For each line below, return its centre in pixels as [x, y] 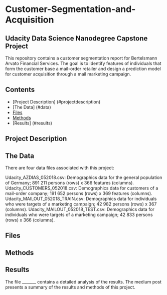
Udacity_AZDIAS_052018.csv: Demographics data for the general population [84, 177]
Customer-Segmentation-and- [70, 9]
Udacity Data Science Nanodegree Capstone [76, 38]
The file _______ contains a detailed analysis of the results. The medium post [83, 281]
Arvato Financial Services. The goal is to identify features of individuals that [83, 63]
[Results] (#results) [32, 123]
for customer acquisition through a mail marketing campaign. [68, 74]
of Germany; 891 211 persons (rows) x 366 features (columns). [70, 183]
